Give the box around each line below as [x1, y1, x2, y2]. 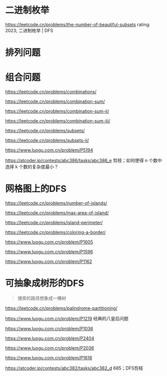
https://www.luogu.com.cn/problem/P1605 [5, 239, 93, 245]
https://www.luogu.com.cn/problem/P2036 [5, 345, 94, 351]
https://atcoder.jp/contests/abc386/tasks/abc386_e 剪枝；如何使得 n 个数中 [5, 158, 162, 164]
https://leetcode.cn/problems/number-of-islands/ [5, 200, 107, 206]
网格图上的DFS [5, 183, 67, 195]
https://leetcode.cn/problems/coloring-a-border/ [5, 229, 106, 235]
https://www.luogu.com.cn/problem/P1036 [5, 325, 94, 331]
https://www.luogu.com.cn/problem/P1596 [5, 249, 93, 255]
